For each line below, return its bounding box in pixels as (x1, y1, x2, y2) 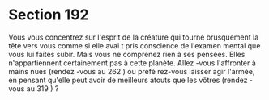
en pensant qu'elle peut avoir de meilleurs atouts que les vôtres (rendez (8, 75, 248, 85)
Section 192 (8, 6, 89, 24)
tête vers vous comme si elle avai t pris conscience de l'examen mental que (8, 40, 261, 50)
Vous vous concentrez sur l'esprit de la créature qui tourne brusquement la (8, 32, 259, 42)
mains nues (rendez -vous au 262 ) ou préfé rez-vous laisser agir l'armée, (8, 66, 255, 76)
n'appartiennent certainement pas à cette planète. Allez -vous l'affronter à (8, 58, 257, 68)
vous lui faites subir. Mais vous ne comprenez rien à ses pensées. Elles (8, 49, 246, 59)
